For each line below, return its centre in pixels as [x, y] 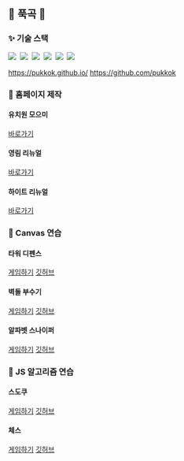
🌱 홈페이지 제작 [35, 95]
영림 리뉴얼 [25, 153]
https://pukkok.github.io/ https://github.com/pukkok [92, 72]
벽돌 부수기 [25, 292]
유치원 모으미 [28, 115]
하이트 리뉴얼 [28, 191]
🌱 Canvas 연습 [35, 233]
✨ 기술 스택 [28, 39]
